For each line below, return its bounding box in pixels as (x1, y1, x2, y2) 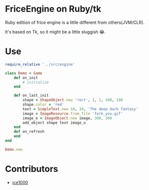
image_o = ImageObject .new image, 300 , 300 (22, 116, 112, 121)
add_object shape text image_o (22, 120, 86, 125)
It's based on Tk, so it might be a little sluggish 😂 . (5, 29, 106, 35)
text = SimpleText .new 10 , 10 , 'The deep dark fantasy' (22, 106, 138, 111)
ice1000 (12, 179, 28, 185)
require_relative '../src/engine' (5, 62, 75, 67)
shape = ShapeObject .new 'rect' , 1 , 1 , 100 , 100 (22, 98, 123, 103)
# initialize (22, 80, 49, 85)
